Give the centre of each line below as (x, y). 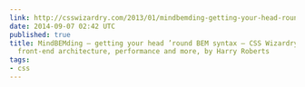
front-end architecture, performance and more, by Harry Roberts (144, 52)
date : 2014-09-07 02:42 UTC (63, 26)
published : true (40, 34)
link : (20, 18)
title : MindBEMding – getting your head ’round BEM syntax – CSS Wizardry (154, 43)
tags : (20, 60)
